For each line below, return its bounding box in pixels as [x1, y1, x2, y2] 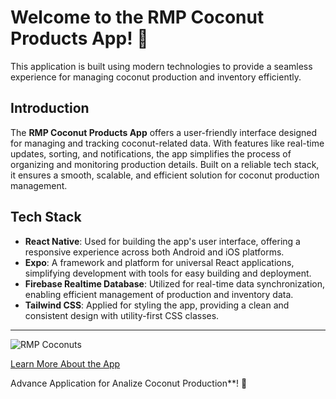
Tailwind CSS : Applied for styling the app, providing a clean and [24, 299, 290, 311]
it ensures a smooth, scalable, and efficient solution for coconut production [10, 169, 320, 181]
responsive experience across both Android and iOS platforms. [24, 246, 285, 258]
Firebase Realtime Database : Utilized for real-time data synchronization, [24, 277, 326, 290]
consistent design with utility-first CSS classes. [24, 309, 220, 321]
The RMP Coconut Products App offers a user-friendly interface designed [10, 126, 318, 138]
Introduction [10, 100, 90, 117]
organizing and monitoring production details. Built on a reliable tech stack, [10, 158, 320, 170]
